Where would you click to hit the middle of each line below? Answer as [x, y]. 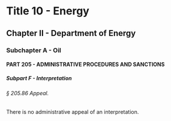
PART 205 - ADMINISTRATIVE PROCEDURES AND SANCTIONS [85, 65]
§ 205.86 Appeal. [28, 93]
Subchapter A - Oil [34, 50]
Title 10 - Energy [48, 11]
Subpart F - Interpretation [39, 78]
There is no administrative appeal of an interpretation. [73, 111]
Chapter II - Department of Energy [71, 33]
